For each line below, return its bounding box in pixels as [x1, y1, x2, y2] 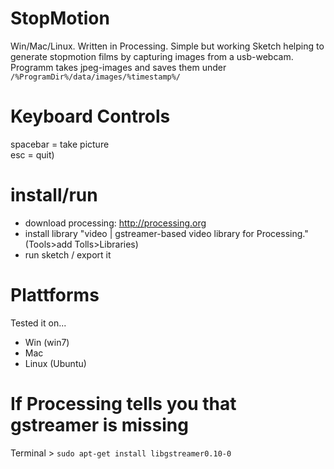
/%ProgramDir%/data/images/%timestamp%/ [10, 72, 182, 82]
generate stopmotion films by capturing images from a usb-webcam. [10, 50, 294, 62]
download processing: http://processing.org [24, 217, 207, 229]
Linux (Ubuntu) [24, 357, 87, 369]
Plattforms [10, 284, 100, 306]
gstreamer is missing [10, 413, 189, 436]
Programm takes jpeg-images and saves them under [10, 61, 227, 73]
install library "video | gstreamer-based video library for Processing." [24, 227, 309, 239]
